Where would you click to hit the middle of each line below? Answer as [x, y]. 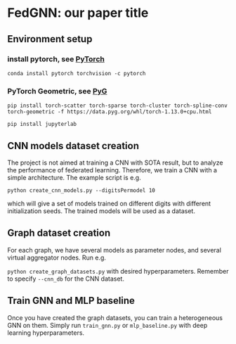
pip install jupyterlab [42, 125]
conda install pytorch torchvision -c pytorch [77, 73]
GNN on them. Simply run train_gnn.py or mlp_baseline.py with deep [107, 325]
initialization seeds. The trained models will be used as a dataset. [101, 211]
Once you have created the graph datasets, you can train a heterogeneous [115, 317]
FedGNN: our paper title [78, 13]
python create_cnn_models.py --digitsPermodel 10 [81, 190]
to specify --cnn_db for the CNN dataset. [66, 279]
